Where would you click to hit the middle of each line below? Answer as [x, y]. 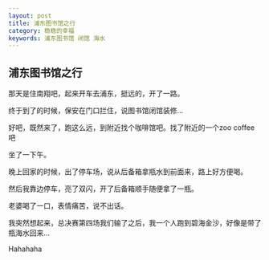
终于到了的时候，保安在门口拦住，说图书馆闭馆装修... [96, 111]
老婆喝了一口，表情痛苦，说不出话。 [68, 206]
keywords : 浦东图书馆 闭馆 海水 [57, 38]
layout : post [30, 16]
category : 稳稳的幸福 [41, 30]
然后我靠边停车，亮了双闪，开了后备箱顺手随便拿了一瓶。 [103, 189]
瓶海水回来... [29, 233]
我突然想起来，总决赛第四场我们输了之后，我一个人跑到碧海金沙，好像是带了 [135, 223]
